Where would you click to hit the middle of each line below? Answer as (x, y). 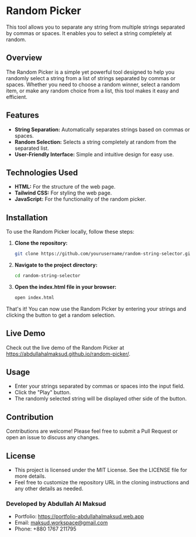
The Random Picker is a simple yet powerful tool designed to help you (90, 72)
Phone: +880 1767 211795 (45, 529)
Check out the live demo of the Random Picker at (65, 347)
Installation (27, 218)
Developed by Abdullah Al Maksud (56, 504)
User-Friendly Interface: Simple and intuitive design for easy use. (94, 154)
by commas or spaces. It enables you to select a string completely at (89, 33)
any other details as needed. (49, 489)
